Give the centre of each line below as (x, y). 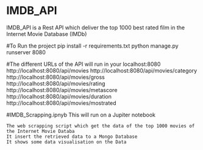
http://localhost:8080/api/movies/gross (55, 77)
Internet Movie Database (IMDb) (47, 34)
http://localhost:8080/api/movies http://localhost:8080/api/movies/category (102, 70)
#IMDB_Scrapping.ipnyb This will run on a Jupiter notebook (81, 115)
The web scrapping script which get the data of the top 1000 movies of (101, 126)
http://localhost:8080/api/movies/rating (56, 84)
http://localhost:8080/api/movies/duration (59, 96)
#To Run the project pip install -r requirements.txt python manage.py (92, 46)
